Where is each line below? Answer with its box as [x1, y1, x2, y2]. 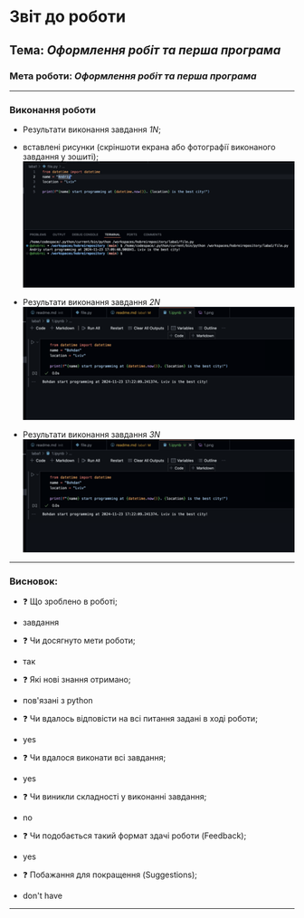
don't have [22, 890, 63, 902]
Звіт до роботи [9, 6, 127, 27]
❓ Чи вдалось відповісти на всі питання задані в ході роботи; [22, 713, 258, 724]
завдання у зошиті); [22, 151, 100, 162]
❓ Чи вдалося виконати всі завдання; [22, 752, 166, 763]
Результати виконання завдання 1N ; [22, 124, 161, 135]
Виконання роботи [9, 103, 97, 116]
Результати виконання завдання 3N [22, 429, 161, 440]
